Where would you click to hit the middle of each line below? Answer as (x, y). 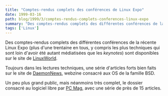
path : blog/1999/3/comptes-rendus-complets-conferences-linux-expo (77, 19)
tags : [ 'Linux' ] (22, 28)
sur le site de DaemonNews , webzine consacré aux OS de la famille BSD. (80, 73)
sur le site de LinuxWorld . (31, 58)
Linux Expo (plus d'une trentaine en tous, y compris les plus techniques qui (82, 48)
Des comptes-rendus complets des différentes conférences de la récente (81, 42)
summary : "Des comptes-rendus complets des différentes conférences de (81, 24)
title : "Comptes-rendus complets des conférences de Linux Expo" (74, 10)
